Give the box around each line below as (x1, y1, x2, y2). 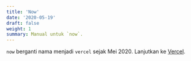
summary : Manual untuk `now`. (6, 31, 84, 37)
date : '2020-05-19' (6, 14, 56, 21)
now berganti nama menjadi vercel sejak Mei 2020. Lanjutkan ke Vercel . (6, 48, 186, 55)
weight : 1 (6, 25, 32, 32)
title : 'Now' (6, 8, 40, 15)
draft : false (6, 20, 40, 26)
